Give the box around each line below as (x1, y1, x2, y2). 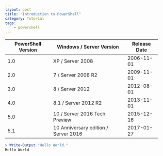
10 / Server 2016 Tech (53, 110, 106, 117)
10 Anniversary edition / (53, 125, 108, 131)
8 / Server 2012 (53, 86, 90, 93)
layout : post (5, 7, 32, 12)
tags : (5, 20, 16, 26)
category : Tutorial (5, 16, 45, 21)
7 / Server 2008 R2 (53, 72, 98, 78)
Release (132, 41, 151, 47)
